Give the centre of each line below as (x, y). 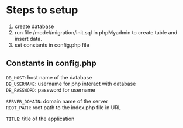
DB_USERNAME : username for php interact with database (71, 84)
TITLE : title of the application (40, 119)
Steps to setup (42, 10)
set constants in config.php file (52, 45)
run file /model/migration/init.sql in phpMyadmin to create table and (96, 32)
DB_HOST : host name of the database (49, 77)
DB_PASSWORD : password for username (51, 90)
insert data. (28, 39)
